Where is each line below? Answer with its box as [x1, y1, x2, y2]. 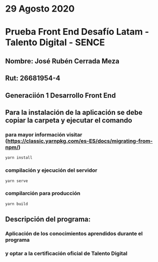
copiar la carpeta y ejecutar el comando [5, 116, 132, 124]
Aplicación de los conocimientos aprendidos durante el [5, 230, 143, 237]
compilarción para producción [5, 190, 81, 197]
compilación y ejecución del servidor [5, 167, 98, 174]
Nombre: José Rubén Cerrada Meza [5, 56, 120, 65]
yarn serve [5, 178, 28, 183]
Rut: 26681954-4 [5, 74, 60, 83]
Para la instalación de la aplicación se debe [5, 108, 143, 116]
